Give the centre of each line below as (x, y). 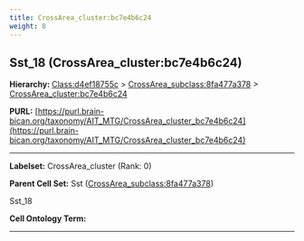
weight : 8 (28, 26)
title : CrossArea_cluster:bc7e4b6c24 (81, 18)
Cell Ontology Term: (48, 218)
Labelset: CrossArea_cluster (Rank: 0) (81, 166)
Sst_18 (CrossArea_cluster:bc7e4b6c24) (126, 63)
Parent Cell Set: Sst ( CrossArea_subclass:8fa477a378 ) (112, 184)
